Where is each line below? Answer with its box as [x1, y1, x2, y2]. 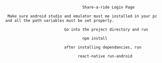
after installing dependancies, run [64, 45, 142, 50]
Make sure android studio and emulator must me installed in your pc [7, 14, 157, 19]
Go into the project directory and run [64, 27, 148, 32]
